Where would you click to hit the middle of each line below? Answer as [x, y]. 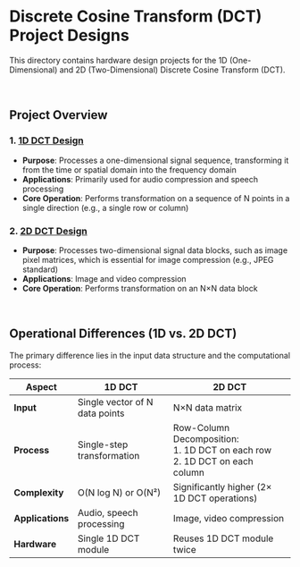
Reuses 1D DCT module [223, 538]
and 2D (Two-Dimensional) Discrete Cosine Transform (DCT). [172, 70]
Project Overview [58, 115]
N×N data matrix [208, 407]
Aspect [42, 386]
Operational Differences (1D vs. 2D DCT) [123, 334]
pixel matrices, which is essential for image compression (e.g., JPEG [148, 259]
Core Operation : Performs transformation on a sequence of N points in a [156, 198]
